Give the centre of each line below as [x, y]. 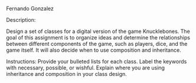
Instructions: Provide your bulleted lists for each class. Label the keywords [97, 62]
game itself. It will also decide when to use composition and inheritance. [94, 50]
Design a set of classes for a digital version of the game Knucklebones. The [98, 31]
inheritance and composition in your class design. [66, 74]
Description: [21, 20]
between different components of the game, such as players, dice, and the [97, 44]
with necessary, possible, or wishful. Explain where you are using [86, 68]
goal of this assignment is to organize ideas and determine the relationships [98, 37]
